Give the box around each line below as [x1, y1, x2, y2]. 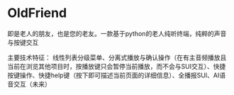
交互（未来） [13, 79, 51, 88]
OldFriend [7, 5, 67, 21]
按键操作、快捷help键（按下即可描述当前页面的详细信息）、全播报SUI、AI [7, 71, 220, 79]
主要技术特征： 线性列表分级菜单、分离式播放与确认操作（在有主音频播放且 [7, 53, 227, 62]
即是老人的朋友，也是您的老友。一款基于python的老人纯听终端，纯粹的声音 [7, 29, 227, 38]
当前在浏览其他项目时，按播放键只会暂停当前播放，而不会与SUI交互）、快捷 [7, 62, 226, 70]
